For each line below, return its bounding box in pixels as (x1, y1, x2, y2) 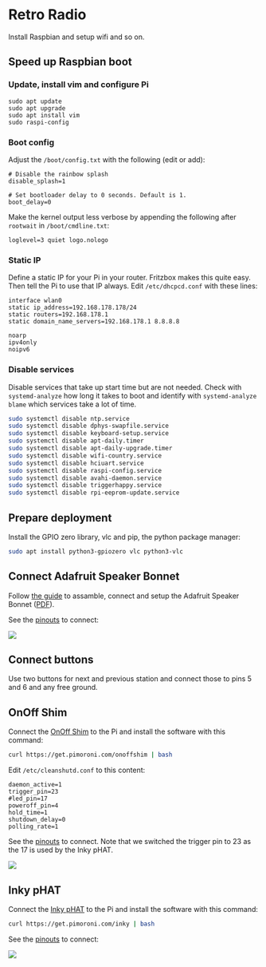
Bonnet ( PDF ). (8, 599, 55, 608)
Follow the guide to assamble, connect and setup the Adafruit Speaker (8, 591, 240, 600)
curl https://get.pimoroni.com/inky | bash (8, 920, 155, 928)
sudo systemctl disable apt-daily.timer (8, 437, 145, 445)
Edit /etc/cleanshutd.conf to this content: (8, 765, 146, 775)
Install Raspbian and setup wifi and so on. (8, 32, 145, 42)
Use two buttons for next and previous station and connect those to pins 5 (8, 674, 252, 684)
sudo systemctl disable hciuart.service (8, 459, 145, 467)
